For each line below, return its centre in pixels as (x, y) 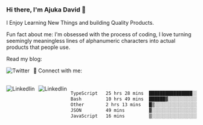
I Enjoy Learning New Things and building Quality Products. (80, 23)
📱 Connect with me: (58, 71)
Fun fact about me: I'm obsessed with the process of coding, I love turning (99, 34)
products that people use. (38, 47)
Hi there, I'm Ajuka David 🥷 (46, 10)
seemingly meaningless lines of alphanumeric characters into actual (91, 41)
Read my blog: (24, 59)
